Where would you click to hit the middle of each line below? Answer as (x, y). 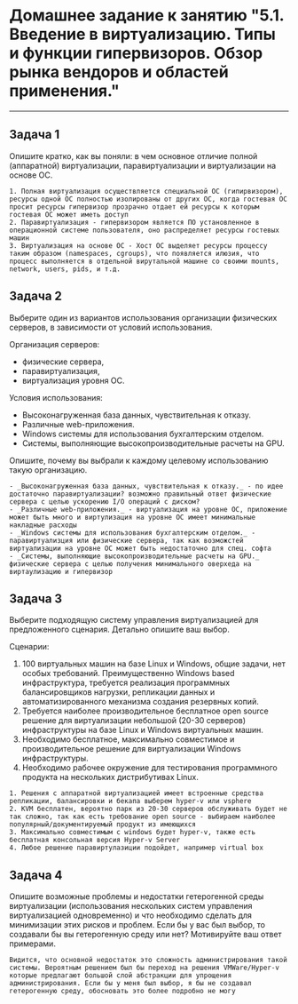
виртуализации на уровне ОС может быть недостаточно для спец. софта (141, 548)
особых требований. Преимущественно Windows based (128, 673)
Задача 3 (36, 598)
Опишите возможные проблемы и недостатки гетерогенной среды (137, 896)
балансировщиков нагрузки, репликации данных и (118, 692)
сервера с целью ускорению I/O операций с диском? (105, 502)
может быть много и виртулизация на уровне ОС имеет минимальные (132, 517)
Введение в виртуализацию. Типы (143, 34)
